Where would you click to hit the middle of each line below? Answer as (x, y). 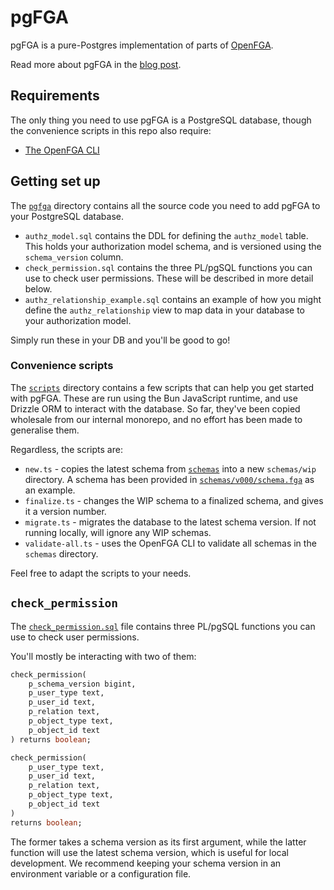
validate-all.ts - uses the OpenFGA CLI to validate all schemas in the (170, 543)
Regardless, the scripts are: (66, 449)
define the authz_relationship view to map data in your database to (165, 310)
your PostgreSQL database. (67, 216)
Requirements (55, 96)
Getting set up (55, 181)
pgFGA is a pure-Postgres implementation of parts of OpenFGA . (142, 45)
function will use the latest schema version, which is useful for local (149, 852)
